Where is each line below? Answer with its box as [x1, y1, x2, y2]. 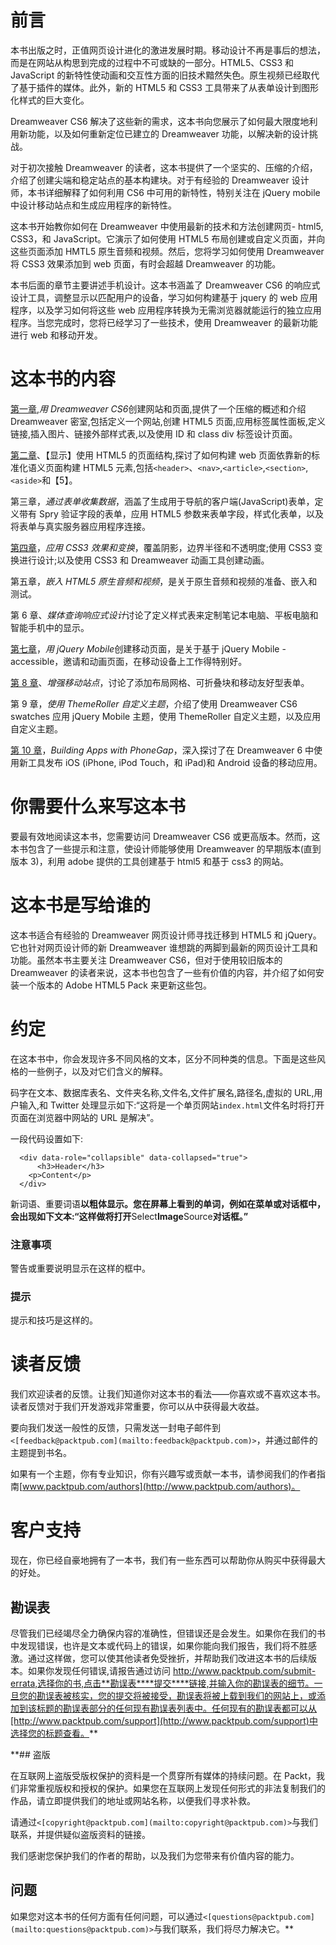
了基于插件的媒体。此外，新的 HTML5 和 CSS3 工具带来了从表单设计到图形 [10, 81, 319, 93]
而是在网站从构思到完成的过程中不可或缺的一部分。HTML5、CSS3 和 [10, 56, 295, 68]
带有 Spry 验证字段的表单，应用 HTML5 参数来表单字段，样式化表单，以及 [18, 507, 324, 520]
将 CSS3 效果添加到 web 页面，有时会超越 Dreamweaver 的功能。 [10, 257, 282, 270]
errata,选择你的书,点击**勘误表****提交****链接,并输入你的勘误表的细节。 [10, 1677, 315, 1689]
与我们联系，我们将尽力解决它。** [153, 1922, 295, 1935]
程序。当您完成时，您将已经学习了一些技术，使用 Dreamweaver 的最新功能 [10, 316, 318, 328]
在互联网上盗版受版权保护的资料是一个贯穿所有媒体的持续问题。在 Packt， [10, 1769, 317, 1781]
